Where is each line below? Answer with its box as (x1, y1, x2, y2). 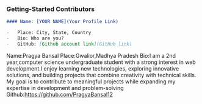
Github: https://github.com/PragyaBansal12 (6, 91, 114, 98)
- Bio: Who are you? (6, 35, 64, 41)
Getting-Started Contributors (6, 5, 95, 13)
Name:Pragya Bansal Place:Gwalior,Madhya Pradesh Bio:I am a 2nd (6, 52, 176, 59)
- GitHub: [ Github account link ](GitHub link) (6, 41, 132, 47)
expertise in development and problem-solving (6, 84, 124, 91)
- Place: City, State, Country (6, 30, 92, 36)
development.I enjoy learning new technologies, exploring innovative (6, 64, 179, 72)
